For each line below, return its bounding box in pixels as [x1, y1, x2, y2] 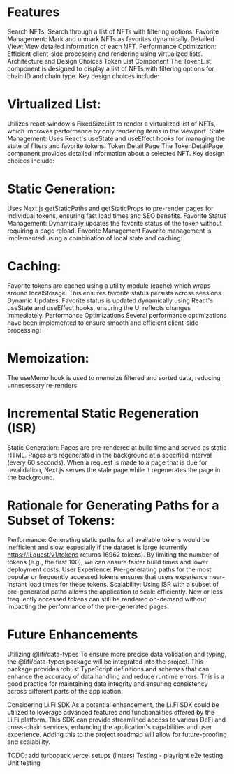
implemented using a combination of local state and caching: [7, 233, 183, 242]
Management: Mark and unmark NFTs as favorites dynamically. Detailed [7, 34, 215, 43]
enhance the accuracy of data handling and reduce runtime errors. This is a [7, 672, 225, 680]
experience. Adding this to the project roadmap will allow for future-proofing [7, 730, 227, 738]
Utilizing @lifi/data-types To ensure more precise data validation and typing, [7, 650, 227, 658]
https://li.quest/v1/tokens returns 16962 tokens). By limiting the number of [7, 550, 219, 559]
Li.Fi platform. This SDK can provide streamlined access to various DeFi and [7, 715, 226, 724]
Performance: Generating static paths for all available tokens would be [7, 535, 210, 543]
